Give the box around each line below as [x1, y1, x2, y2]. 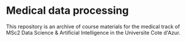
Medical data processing [6, 4, 129, 17]
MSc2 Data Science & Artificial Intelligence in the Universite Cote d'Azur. [6, 29, 181, 36]
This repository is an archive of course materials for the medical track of [6, 23, 180, 30]
